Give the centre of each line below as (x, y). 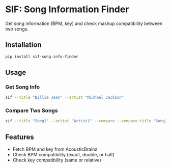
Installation (23, 45)
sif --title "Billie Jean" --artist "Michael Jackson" (65, 98)
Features (20, 137)
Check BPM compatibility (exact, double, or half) (63, 155)
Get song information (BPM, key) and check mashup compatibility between (84, 23)
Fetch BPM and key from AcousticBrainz (55, 149)
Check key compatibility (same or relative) (57, 160)
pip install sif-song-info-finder (42, 57)
